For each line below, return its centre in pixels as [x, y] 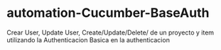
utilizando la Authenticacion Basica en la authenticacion [88, 39]
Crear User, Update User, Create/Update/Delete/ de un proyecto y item [110, 32]
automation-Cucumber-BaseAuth [108, 13]
